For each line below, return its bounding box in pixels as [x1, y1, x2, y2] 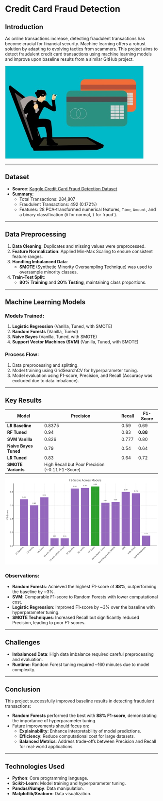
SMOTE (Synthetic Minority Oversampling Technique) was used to [19, 264, 152, 270]
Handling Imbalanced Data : [12, 258, 68, 264]
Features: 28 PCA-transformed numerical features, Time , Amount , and [19, 206, 156, 212]
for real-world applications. [19, 744, 74, 750]
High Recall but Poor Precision [44, 461, 105, 467]
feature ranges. [12, 254, 43, 259]
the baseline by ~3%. [12, 589, 55, 595]
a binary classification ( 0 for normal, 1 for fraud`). [19, 211, 117, 217]
